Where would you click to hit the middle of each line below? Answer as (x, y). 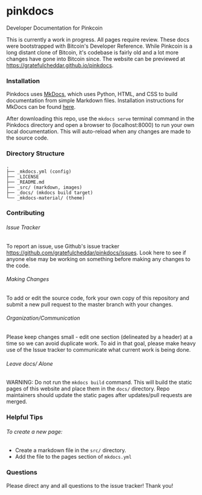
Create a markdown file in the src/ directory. (70, 450)
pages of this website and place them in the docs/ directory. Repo (88, 389)
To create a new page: (34, 432)
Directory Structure (35, 154)
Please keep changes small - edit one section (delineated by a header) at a (99, 337)
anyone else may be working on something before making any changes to (98, 259)
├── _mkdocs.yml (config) (39, 171)
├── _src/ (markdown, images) (44, 187)
